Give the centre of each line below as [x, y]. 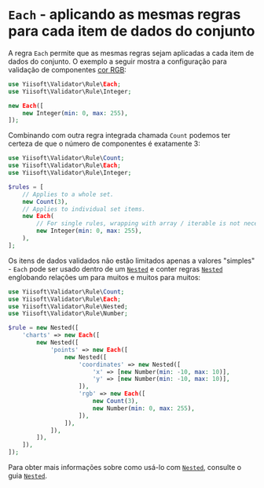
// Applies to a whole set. [68, 194]
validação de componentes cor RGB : [68, 69]
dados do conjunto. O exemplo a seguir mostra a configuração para [118, 61]
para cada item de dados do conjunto [132, 31]
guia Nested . [28, 476]
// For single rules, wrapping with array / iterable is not [139, 224]
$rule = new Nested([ [44, 328]
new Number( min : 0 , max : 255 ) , [143, 408]
